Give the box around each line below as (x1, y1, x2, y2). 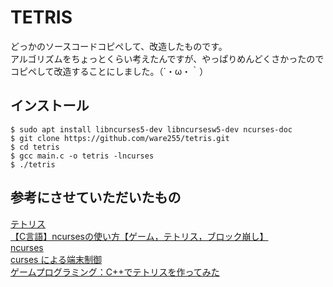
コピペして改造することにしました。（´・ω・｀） (10, 65, 209, 77)
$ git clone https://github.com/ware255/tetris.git (10, 133, 230, 143)
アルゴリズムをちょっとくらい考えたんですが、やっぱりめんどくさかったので (10, 52, 325, 65)
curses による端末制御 (10, 253, 103, 265)
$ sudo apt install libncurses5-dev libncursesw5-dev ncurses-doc (10, 124, 293, 135)
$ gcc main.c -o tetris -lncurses (10, 151, 155, 161)
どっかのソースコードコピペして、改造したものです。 (10, 40, 228, 52)
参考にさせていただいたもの (10, 189, 182, 206)
